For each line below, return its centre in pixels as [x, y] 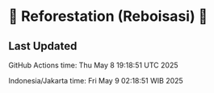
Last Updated [43, 46]
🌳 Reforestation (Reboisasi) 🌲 [108, 16]
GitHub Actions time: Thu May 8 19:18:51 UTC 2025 [93, 65]
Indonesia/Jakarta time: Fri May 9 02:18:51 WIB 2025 [96, 81]
